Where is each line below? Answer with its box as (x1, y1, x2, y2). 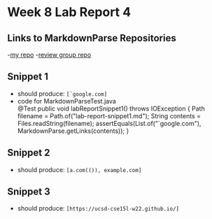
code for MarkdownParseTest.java (17, 97, 117, 105)
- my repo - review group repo (7, 50, 92, 59)
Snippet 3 (7, 186, 50, 198)
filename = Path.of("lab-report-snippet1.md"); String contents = (17, 111, 202, 120)
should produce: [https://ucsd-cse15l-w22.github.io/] (17, 204, 180, 213)
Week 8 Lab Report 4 (7, 4, 132, 20)
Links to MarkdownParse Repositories (7, 32, 176, 44)
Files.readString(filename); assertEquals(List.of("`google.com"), (17, 119, 202, 127)
